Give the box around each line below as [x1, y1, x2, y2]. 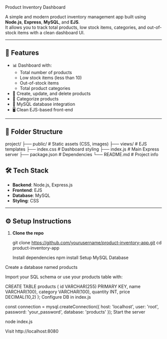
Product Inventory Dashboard [5, 4, 66, 10]
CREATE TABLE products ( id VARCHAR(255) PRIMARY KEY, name [5, 283, 141, 290]
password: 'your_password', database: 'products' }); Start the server [5, 309, 146, 315]
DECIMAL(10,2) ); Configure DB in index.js [5, 294, 91, 300]
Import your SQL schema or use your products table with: [5, 274, 123, 280]
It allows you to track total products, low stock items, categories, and [5, 24, 146, 30]
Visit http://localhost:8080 [5, 328, 59, 335]
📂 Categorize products [12, 95, 59, 101]
